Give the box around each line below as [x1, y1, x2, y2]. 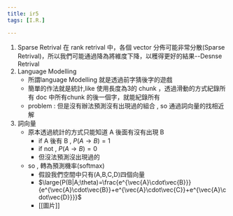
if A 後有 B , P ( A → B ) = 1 [38, 136, 111, 145]
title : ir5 [7, 10, 39, 17]
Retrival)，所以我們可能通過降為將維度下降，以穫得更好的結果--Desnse [17, 52, 223, 60]
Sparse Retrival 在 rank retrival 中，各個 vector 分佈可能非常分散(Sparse [17, 43, 225, 51]
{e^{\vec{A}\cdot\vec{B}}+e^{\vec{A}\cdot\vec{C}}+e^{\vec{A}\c [38, 185, 227, 194]
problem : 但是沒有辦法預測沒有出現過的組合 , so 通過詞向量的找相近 [27, 101, 225, 110]
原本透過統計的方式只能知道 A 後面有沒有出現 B [27, 127, 164, 136]
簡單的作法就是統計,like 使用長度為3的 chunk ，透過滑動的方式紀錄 [27, 84, 220, 92]
